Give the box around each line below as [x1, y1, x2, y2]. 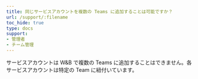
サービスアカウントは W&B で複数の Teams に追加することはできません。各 [6, 59, 193, 66]
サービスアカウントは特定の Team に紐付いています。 [6, 66, 138, 73]
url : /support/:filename [6, 14, 68, 20]
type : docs [6, 25, 33, 31]
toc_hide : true [6, 20, 44, 26]
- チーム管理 [6, 42, 34, 48]
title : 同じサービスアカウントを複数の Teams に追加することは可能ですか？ [6, 8, 173, 15]
